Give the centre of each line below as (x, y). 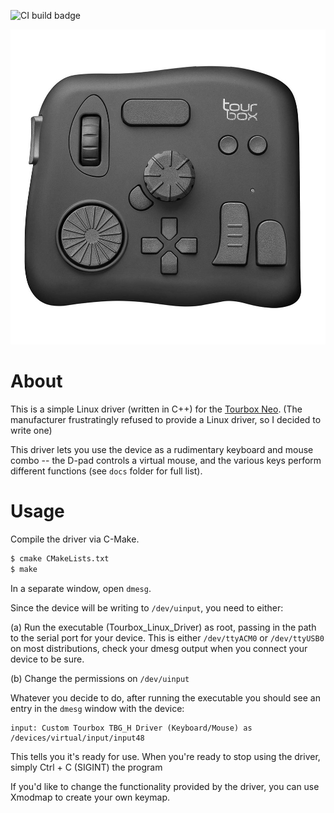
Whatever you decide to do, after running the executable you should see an (165, 697)
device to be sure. (47, 659)
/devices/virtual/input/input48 (77, 738)
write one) (31, 430)
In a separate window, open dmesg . (81, 588)
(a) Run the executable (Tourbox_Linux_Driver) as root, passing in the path (163, 627)
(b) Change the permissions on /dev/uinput (100, 678)
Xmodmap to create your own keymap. (90, 797)
